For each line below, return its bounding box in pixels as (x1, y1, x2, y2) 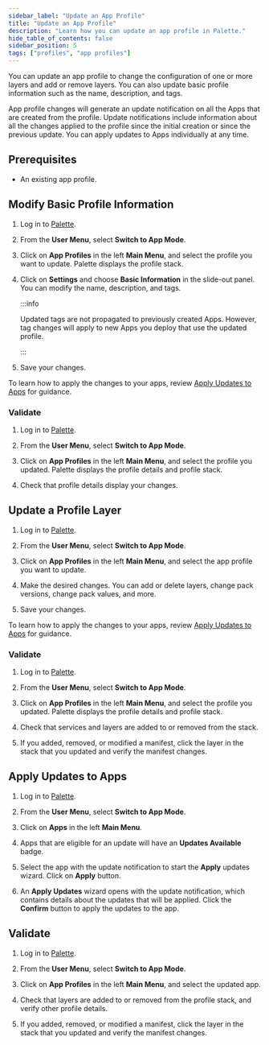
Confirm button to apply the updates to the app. (19, 903, 179, 913)
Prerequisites (8, 153, 77, 167)
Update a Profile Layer (8, 504, 122, 518)
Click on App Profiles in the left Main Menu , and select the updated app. (19, 979, 261, 989)
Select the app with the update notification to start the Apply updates (19, 862, 251, 872)
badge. (19, 846, 44, 856)
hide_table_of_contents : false (8, 34, 113, 43)
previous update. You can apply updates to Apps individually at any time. (8, 130, 250, 139)
